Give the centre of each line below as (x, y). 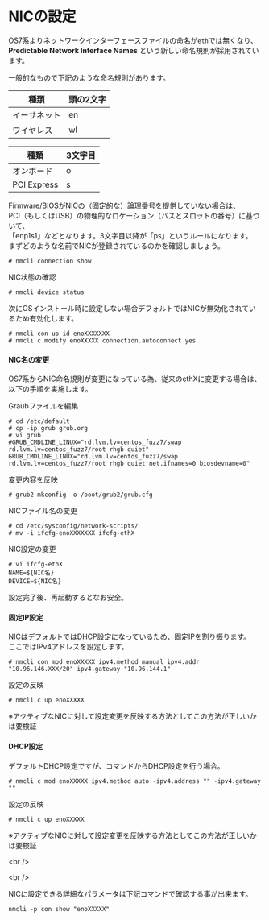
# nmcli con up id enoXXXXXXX (59, 334)
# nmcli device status (46, 292)
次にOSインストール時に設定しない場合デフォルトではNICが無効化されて (129, 308)
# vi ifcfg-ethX (35, 565)
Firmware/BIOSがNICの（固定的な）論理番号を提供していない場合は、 (124, 205)
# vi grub (25, 436)
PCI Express (35, 184)
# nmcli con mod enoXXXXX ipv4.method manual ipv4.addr (104, 662)
